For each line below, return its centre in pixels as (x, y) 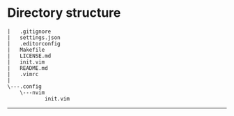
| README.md (28, 68)
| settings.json (34, 37)
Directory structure (64, 13)
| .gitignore (29, 31)
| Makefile (26, 50)
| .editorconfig (34, 43)
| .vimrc (23, 74)
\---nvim (32, 92)
